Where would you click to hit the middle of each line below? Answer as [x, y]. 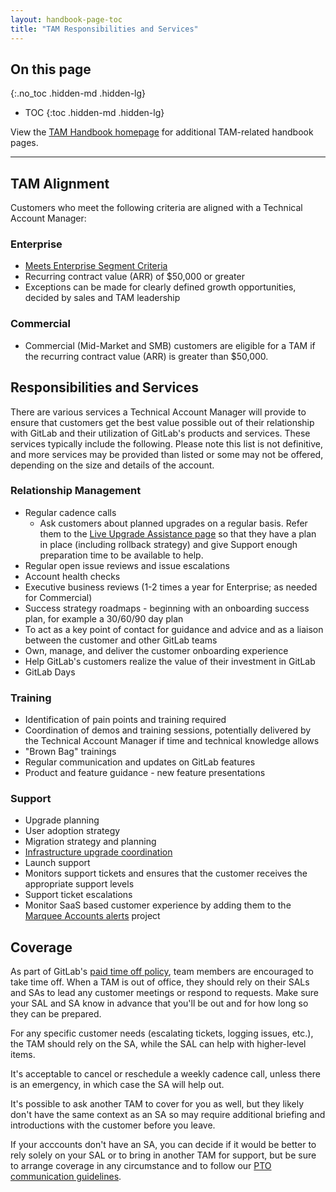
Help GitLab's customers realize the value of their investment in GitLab [170, 661]
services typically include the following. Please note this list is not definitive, [166, 443]
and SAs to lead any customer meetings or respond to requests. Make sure [165, 993]
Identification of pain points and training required [125, 720]
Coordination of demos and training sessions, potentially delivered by [168, 730]
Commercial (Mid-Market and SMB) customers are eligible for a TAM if [170, 345]
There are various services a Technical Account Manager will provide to [158, 412]
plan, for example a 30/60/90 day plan [104, 618]
